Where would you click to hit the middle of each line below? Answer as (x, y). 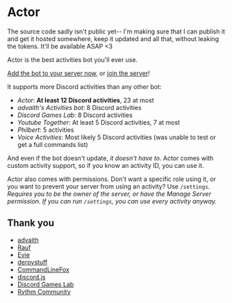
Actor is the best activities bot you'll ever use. (72, 59)
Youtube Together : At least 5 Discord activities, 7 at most (99, 122)
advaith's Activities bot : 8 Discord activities (79, 107)
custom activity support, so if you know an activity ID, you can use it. (106, 165)
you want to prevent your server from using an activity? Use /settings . (109, 186)
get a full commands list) (52, 144)
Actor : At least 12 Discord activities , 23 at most (85, 100)
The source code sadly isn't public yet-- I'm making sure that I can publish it (116, 31)
